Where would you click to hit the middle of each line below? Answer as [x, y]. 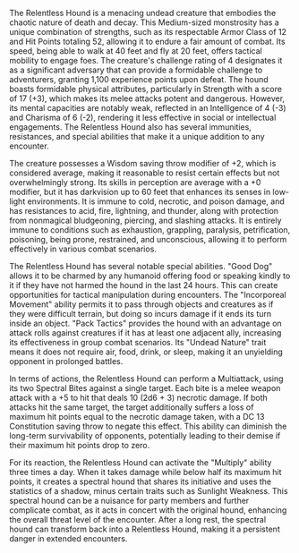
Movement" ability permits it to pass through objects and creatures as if [141, 304]
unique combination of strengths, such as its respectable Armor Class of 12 [148, 32]
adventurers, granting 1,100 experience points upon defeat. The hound [139, 79]
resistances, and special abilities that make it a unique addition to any [137, 136]
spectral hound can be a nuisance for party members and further [129, 501]
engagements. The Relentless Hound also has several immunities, [131, 127]
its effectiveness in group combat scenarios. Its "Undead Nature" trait [138, 342]
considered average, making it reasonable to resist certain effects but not [145, 173]
